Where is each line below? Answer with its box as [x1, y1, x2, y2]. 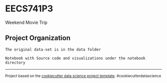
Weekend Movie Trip [5, 19, 48, 25]
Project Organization [5, 34, 71, 42]
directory [5, 60, 26, 65]
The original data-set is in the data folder [5, 47, 101, 52]
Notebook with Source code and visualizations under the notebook [5, 56, 146, 61]
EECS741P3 [5, 3, 53, 14]
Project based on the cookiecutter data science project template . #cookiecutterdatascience [5, 73, 162, 79]
